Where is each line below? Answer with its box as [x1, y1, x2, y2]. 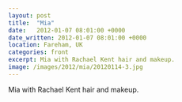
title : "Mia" [8, 19, 55, 27]
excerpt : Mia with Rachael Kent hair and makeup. [8, 56, 176, 64]
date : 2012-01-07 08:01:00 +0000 [8, 26, 126, 34]
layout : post [8, 11, 51, 20]
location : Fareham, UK [8, 41, 83, 49]
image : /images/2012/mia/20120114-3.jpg [8, 63, 144, 71]
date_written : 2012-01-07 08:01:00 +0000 [8, 33, 147, 42]
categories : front [8, 48, 69, 56]
